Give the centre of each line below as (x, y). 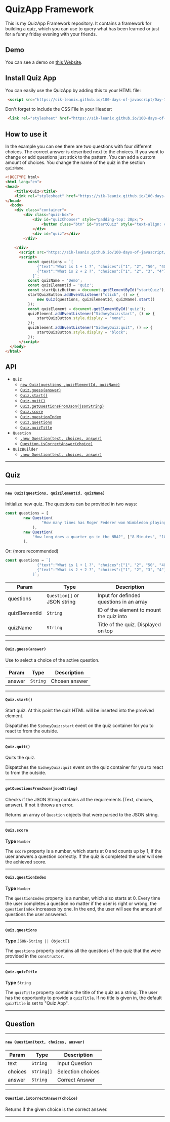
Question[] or (63, 595)
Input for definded (119, 595)
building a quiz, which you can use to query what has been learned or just (82, 28)
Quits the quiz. (20, 758)
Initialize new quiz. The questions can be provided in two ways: (71, 504)
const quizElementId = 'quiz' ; (61, 285)
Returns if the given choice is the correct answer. (56, 1109)
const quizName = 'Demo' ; (55, 281)
